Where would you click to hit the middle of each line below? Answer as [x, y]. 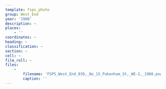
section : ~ [16, 51]
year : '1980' [19, 19]
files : [12, 65]
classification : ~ [24, 46]
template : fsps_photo [27, 10]
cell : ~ [13, 56]
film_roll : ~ [19, 60]
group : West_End [22, 14]
